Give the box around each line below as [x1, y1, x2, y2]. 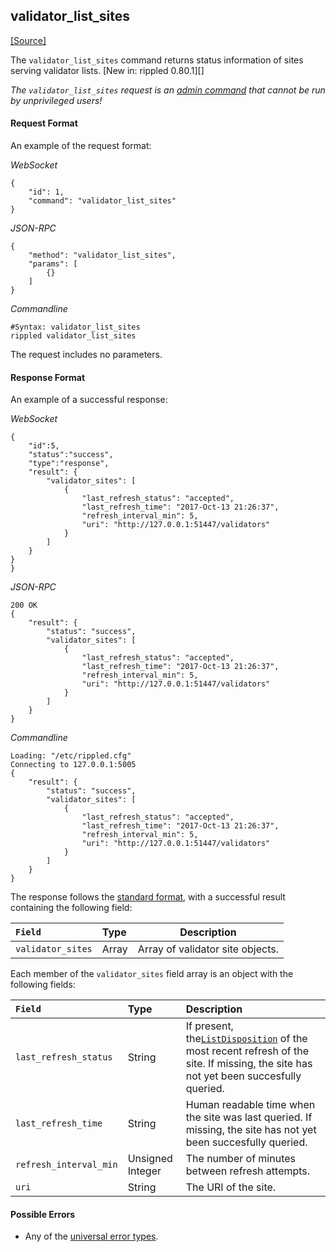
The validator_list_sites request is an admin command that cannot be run [10, 84, 326, 96]
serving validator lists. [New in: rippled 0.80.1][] [10, 64, 205, 76]
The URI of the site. [185, 1180, 277, 1194]
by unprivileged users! [10, 94, 103, 106]
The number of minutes [185, 1152, 297, 1166]
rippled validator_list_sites [10, 331, 137, 341]
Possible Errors [10, 1208, 76, 1220]
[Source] [10, 34, 47, 46]
